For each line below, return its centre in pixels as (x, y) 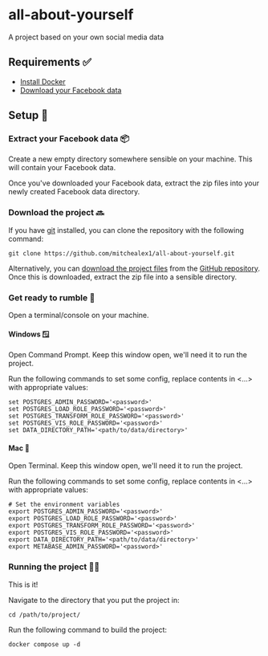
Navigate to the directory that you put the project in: (94, 600)
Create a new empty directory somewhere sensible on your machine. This (130, 159)
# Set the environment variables (64, 505)
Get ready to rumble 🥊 (52, 297)
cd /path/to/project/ (45, 615)
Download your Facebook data (71, 90)
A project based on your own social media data (86, 37)
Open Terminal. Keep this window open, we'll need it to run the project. (126, 466)
